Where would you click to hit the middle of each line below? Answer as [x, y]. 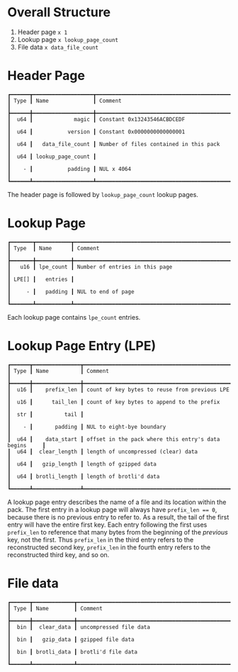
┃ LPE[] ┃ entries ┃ [41, 279]
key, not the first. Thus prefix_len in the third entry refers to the [101, 539]
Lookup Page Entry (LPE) [82, 346]
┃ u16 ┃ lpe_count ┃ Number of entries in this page [90, 267]
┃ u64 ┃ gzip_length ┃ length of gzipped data [82, 464]
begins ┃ [27, 445]
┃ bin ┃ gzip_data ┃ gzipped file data [71, 639]
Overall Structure [59, 12]
